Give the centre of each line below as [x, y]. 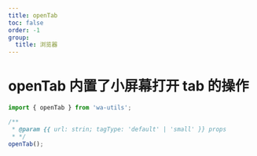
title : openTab [33, 15]
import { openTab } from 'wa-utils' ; [70, 108]
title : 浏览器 [37, 45]
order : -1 [24, 30]
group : [19, 37]
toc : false [26, 23]
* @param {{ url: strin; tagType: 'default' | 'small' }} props [119, 129]
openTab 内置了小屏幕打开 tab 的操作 [128, 86]
